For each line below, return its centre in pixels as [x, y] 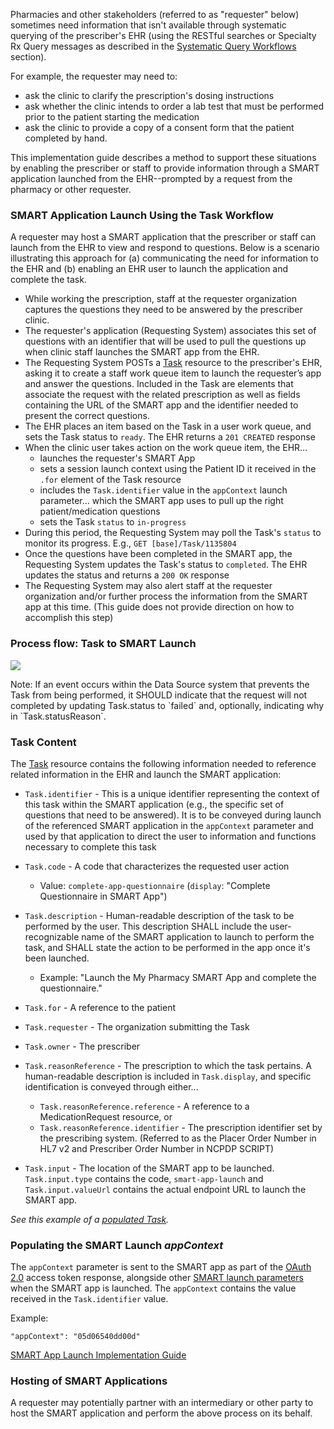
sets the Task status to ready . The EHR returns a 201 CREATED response [170, 437]
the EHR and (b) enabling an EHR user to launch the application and [149, 269]
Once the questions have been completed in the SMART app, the [158, 554]
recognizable [52, 936]
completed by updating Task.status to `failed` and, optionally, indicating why [167, 705]
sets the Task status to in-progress [113, 522]
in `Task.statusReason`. [58, 716]
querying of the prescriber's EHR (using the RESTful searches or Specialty [163, 35]
